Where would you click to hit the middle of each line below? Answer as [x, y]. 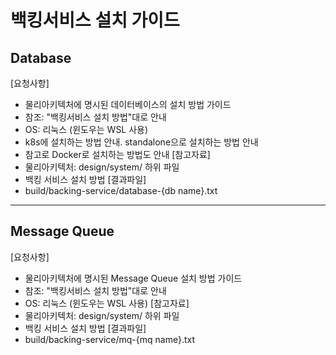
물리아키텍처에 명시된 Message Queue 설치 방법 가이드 [133, 278]
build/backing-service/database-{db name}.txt [121, 190]
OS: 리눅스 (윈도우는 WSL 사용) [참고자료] [107, 303]
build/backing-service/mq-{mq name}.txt [109, 339]
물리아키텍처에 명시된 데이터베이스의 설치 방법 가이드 [128, 104]
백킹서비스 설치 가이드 [95, 20]
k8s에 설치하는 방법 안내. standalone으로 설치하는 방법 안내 [141, 142]
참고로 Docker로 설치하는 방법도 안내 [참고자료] [117, 154]
